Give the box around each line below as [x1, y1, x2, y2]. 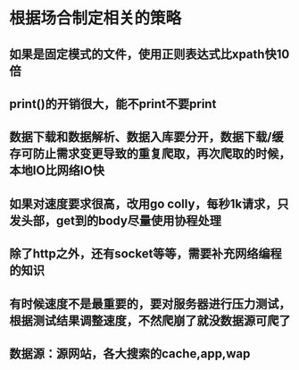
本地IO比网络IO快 [9, 163, 105, 179]
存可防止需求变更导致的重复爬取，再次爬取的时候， [9, 147, 291, 162]
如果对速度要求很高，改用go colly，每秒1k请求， [9, 196, 278, 211]
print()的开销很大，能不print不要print [9, 96, 217, 112]
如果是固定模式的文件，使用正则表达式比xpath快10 [9, 46, 290, 62]
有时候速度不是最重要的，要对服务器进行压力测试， [9, 296, 291, 311]
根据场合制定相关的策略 [9, 8, 182, 29]
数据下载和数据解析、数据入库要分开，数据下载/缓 [9, 130, 284, 145]
